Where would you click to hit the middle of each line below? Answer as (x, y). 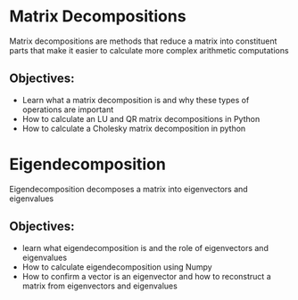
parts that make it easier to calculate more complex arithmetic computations (149, 50)
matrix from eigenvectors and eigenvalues (100, 286)
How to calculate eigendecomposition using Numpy (117, 267)
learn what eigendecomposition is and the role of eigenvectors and (145, 247)
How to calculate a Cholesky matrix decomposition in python (134, 128)
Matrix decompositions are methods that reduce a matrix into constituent (143, 41)
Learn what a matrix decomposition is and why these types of (136, 100)
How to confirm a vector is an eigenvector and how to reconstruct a (146, 276)
